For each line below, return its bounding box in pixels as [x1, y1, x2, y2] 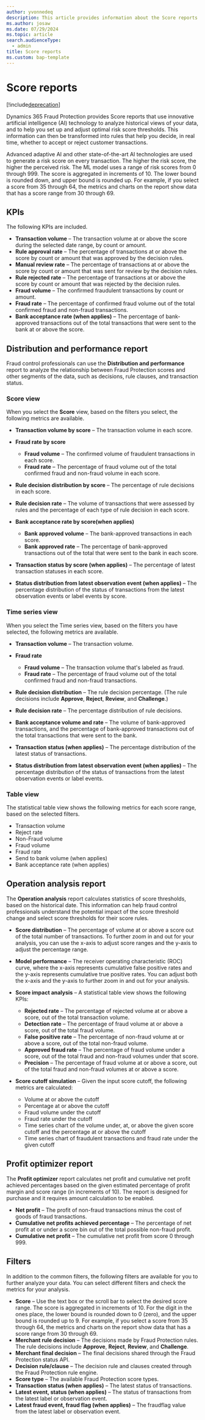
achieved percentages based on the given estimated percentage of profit [6, 1181, 190, 1189]
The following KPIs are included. [6, 223, 88, 231]
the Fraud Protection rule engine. [15, 1369, 98, 1376]
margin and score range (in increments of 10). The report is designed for [6, 1188, 188, 1195]
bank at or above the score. [15, 326, 85, 333]
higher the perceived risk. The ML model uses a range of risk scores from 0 [6, 163, 196, 171]
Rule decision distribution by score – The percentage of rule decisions [15, 482, 195, 489]
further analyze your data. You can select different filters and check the [6, 1279, 186, 1286]
